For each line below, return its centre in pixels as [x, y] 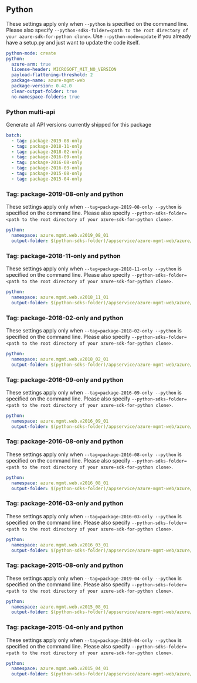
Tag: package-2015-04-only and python [65, 627]
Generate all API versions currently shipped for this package [79, 124]
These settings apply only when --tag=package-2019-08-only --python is [94, 207]
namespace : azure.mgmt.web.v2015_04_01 [60, 669]
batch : [14, 135]
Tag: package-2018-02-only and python [65, 318]
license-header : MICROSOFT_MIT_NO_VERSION [64, 70]
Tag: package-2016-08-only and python [65, 441]
